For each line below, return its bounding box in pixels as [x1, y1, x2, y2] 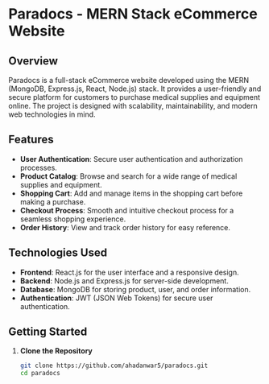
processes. [19, 163, 58, 172]
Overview [8, 54, 59, 68]
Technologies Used [8, 246, 107, 260]
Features [8, 133, 54, 147]
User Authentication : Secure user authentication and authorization [19, 154, 243, 163]
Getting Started [8, 325, 88, 339]
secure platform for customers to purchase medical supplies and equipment [8, 93, 260, 101]
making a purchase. [19, 196, 86, 206]
